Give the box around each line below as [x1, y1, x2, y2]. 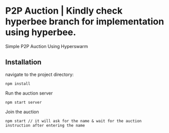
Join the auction [5, 109, 39, 115]
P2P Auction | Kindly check [5, 5, 123, 17]
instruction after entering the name [5, 123, 85, 128]
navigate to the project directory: [5, 71, 74, 77]
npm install [5, 81, 30, 86]
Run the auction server [5, 90, 53, 96]
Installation [5, 58, 42, 67]
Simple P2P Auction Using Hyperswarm [5, 43, 88, 49]
